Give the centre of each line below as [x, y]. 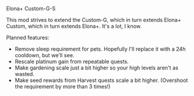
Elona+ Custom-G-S [31, 9]
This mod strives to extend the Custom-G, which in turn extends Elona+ [94, 20]
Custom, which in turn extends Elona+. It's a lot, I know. [74, 26]
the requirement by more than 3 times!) [63, 87]
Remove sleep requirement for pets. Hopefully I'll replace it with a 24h [100, 49]
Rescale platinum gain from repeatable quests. [71, 62]
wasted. [24, 74]
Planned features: [28, 37]
